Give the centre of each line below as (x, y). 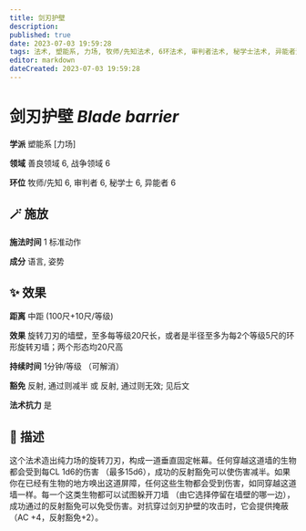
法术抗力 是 (31, 405)
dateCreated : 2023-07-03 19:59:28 (75, 69)
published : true (40, 35)
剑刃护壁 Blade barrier (94, 117)
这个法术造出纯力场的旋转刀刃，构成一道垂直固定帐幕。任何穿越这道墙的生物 (153, 461)
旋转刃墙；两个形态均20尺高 (70, 347)
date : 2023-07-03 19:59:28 (61, 43)
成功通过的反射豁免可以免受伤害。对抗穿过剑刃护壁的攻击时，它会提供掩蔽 (149, 506)
